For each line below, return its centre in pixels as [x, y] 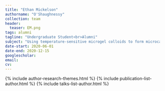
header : [13, 23]
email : [12, 60]
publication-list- [136, 79]
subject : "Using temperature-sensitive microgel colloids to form [74, 42]
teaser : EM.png [25, 28]
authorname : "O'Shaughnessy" [35, 14]
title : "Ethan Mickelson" [31, 10]
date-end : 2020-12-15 [27, 51]
